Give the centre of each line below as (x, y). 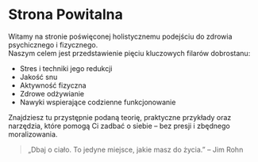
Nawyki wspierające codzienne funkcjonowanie (98, 102)
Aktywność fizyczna (53, 85)
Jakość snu (39, 77)
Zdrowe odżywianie (52, 93)
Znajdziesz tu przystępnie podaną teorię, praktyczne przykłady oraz (120, 117)
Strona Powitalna (65, 15)
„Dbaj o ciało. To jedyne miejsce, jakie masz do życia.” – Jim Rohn (135, 149)
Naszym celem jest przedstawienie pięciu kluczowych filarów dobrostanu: (129, 53)
